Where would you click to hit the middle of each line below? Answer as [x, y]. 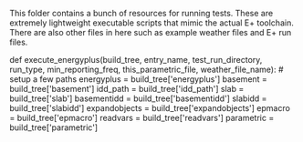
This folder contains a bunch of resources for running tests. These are [141, 13]
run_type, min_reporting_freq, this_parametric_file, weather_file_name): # [147, 69]
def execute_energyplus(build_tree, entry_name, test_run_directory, [136, 60]
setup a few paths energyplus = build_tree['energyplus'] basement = [138, 79]
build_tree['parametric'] [54, 127]
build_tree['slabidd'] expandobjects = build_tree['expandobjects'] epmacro [150, 108]
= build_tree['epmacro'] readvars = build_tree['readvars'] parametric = [142, 118]
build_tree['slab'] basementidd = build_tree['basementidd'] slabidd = [138, 98]
